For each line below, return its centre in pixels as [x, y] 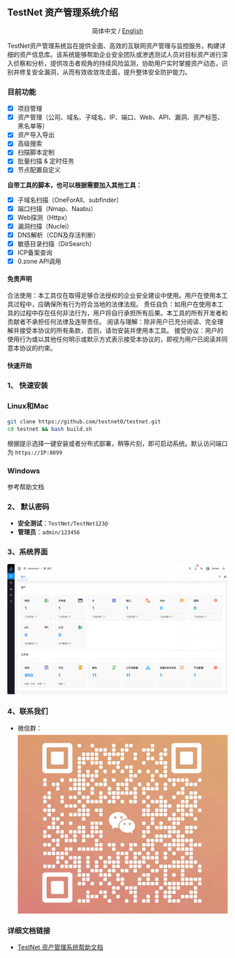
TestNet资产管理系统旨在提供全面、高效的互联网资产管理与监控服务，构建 [114, 46]
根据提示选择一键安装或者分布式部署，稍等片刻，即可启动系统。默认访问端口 [117, 443]
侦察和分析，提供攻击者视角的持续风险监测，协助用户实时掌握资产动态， [117, 63]
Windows [24, 470]
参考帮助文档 [26, 487]
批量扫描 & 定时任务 [46, 161]
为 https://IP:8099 [35, 452]
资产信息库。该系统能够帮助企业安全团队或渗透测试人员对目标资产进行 [120, 54]
